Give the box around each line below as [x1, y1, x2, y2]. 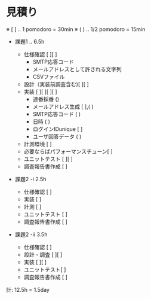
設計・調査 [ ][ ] [23, 251, 63, 258]
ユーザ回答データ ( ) [32, 133, 82, 140]
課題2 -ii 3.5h [14, 231, 48, 238]
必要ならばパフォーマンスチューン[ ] [23, 148, 113, 155]
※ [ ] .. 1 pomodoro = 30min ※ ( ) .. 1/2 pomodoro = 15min [6, 25, 146, 33]
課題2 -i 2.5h [14, 175, 47, 182]
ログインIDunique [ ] [32, 125, 83, 132]
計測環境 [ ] [23, 140, 52, 147]
